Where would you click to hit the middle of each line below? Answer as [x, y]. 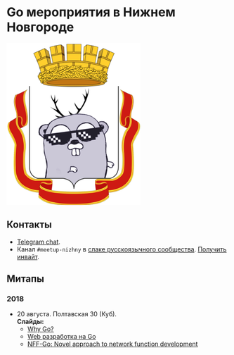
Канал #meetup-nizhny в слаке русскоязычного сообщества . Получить [122, 249]
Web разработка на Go [61, 337]
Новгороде [40, 27]
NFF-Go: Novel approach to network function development [112, 344]
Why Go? [40, 329]
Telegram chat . [39, 242]
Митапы [26, 279]
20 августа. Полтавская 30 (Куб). [67, 314]
